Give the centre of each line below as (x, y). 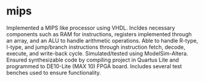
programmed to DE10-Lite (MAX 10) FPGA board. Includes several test (94, 66)
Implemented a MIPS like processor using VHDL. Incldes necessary (91, 28)
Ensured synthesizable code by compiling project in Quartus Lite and (93, 60)
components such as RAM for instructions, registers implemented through (99, 34)
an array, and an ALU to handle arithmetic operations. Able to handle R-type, (102, 40)
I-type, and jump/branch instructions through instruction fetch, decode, (96, 47)
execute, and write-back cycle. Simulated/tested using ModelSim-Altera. (97, 53)
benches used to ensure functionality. (54, 72)
